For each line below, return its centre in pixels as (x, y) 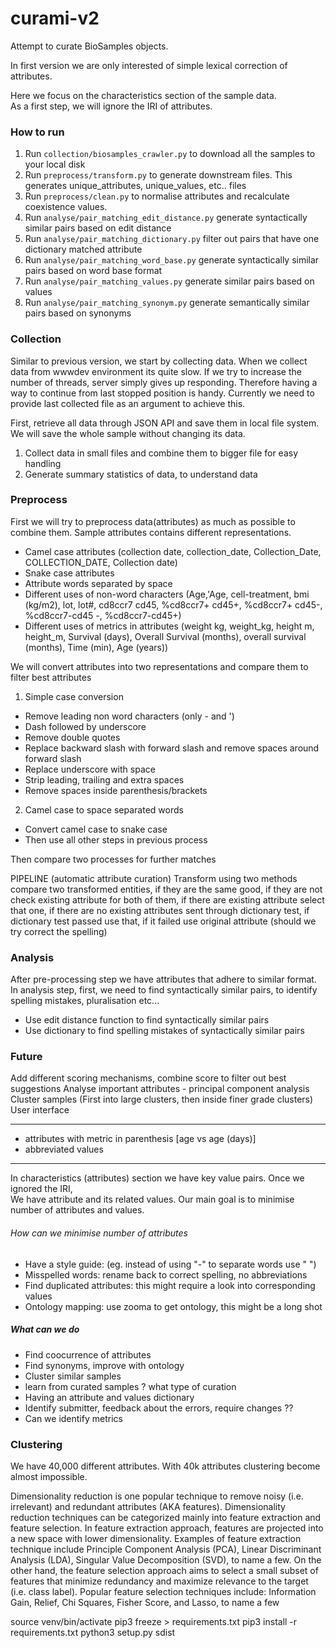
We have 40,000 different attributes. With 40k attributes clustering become (165, 1466)
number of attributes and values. (77, 1210)
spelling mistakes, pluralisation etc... (85, 1001)
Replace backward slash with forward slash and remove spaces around (172, 748)
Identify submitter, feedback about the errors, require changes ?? (159, 1408)
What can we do (45, 1329)
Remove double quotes (72, 737)
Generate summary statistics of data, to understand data (141, 474)
